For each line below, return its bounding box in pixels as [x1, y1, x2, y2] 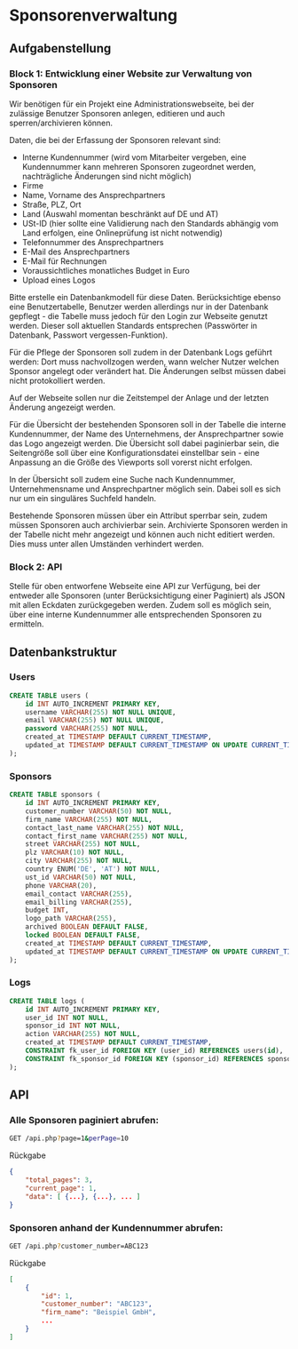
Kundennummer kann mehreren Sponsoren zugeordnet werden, [21, 161, 256, 172]
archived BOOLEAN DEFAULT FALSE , [25, 922, 149, 931]
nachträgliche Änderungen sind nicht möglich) [21, 171, 192, 181]
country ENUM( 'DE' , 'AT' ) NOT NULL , [25, 865, 161, 874]
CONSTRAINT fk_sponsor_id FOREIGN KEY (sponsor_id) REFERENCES [25, 1054, 264, 1063]
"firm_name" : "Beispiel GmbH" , [41, 1308, 157, 1317]
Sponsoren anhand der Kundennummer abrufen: [9, 1221, 223, 1233]
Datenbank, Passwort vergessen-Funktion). [9, 330, 169, 340]
